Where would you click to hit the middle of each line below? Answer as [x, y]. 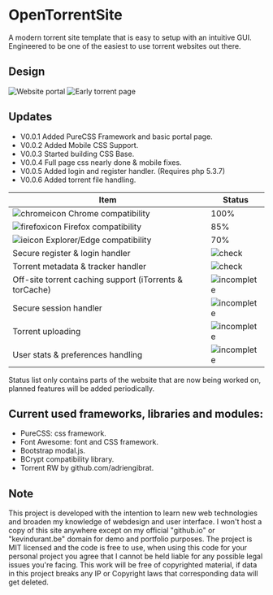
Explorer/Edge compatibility [99, 240]
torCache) [32, 289]
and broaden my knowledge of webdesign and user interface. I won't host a [135, 522]
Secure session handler [58, 308]
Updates [30, 117]
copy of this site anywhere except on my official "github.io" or [112, 531]
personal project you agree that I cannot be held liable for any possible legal [136, 556]
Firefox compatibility [103, 227]
